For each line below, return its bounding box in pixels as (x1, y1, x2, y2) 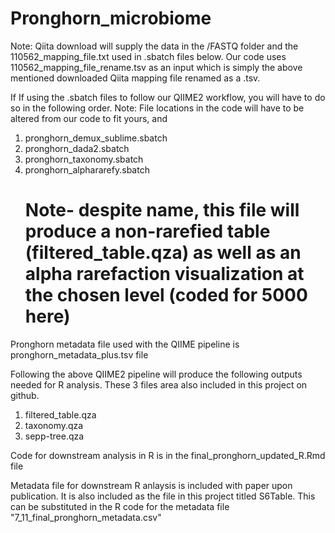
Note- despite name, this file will (24, 199, 300, 222)
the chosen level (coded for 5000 (24, 284, 308, 307)
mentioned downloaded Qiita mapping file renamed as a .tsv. (10, 72, 261, 84)
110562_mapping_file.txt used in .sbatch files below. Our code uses (10, 50, 287, 62)
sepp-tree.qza (24, 430, 85, 442)
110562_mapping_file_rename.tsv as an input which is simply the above (10, 61, 303, 73)
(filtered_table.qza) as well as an (24, 242, 302, 264)
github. (10, 389, 40, 401)
